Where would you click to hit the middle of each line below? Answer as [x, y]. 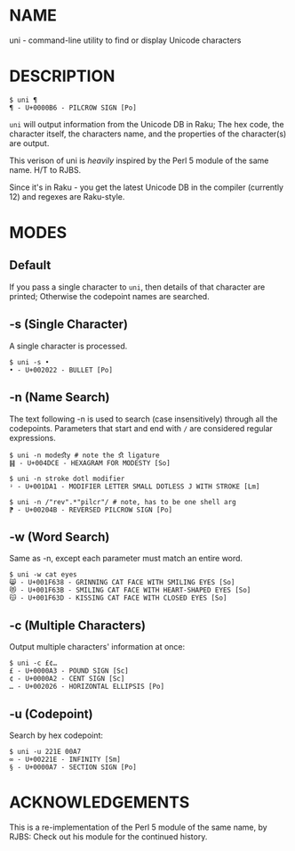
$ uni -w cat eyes [43, 575]
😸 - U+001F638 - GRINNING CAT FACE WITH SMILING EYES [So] [122, 583]
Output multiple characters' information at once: [97, 647]
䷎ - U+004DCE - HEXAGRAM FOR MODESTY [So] [90, 463]
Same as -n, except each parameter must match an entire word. [126, 559]
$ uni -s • [29, 362]
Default [30, 265]
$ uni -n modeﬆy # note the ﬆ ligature [84, 455]
